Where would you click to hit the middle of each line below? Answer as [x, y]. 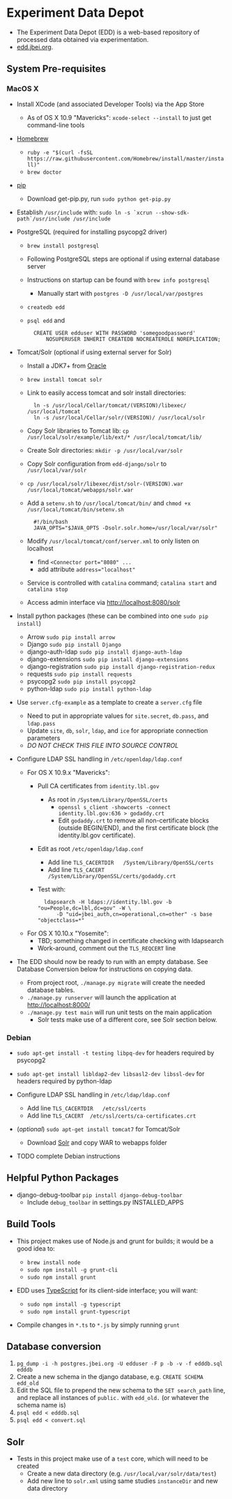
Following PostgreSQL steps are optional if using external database [123, 259]
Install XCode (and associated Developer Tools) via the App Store [110, 104]
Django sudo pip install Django [74, 644]
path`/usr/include [43, 219]
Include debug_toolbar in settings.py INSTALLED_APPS [105, 1202]
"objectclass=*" [61, 920]
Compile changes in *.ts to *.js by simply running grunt [98, 1325]
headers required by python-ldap [64, 1081]
